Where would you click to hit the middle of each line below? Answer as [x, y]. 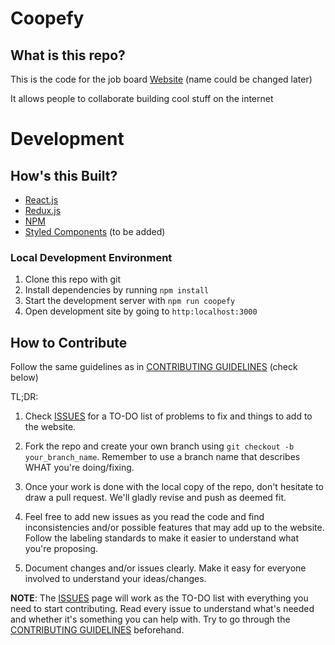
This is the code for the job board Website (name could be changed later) [161, 79]
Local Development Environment [91, 257]
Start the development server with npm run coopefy [130, 301]
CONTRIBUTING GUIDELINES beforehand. [97, 630]
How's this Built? [64, 175]
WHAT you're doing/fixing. [79, 468]
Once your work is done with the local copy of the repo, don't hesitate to [174, 487]
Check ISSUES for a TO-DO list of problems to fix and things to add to [168, 416]
